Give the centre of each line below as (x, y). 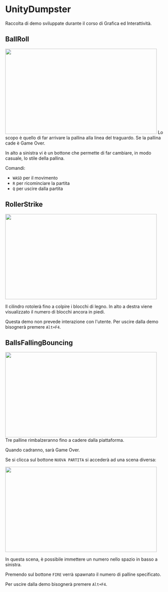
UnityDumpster (38, 9)
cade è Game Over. (25, 143)
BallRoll (17, 39)
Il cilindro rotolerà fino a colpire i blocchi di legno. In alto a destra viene (79, 306)
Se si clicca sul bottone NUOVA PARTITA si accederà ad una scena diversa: (81, 460)
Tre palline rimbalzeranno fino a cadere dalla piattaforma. (65, 440)
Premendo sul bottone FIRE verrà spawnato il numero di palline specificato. (83, 574)
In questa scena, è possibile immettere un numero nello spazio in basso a (81, 559)
